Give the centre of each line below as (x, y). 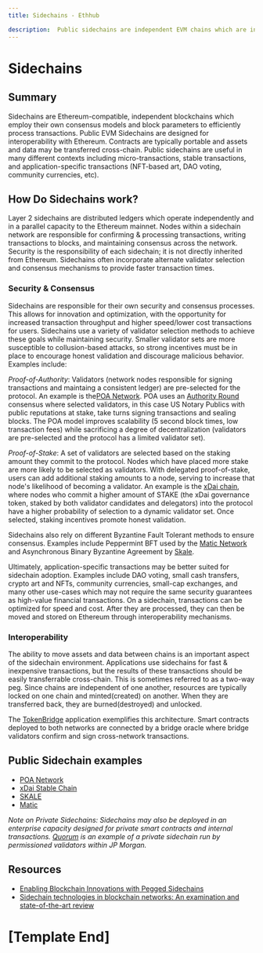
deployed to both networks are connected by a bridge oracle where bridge (128, 728)
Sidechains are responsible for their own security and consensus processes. (131, 305)
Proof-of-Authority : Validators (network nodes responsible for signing (121, 379)
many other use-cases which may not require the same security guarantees (130, 592)
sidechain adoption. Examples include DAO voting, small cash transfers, (124, 575)
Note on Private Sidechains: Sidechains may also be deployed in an (117, 820)
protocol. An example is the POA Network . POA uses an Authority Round (124, 396)
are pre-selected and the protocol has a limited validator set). (107, 437)
